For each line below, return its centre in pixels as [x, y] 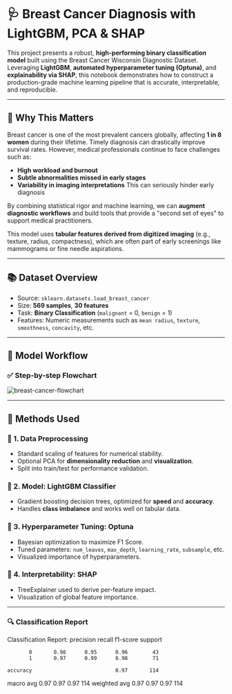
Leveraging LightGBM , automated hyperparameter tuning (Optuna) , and [112, 67]
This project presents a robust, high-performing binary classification [107, 53]
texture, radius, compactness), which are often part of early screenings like [114, 241]
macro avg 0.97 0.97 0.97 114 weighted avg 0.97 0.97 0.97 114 [95, 684]
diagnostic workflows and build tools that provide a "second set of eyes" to [116, 213]
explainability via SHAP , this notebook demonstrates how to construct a [110, 75]
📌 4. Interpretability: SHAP [52, 575]
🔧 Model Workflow [48, 355]
